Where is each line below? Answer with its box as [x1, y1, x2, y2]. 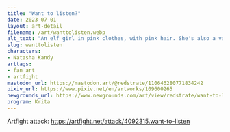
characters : [7, 48, 41, 55]
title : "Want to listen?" [7, 10, 81, 17]
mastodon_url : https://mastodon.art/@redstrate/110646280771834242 [7, 80, 204, 86]
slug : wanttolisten [7, 42, 63, 48]
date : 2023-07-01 [7, 16, 57, 23]
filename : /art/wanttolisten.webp [7, 29, 106, 36]
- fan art [7, 67, 36, 73]
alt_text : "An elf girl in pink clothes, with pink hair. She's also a [7, 35, 216, 42]
